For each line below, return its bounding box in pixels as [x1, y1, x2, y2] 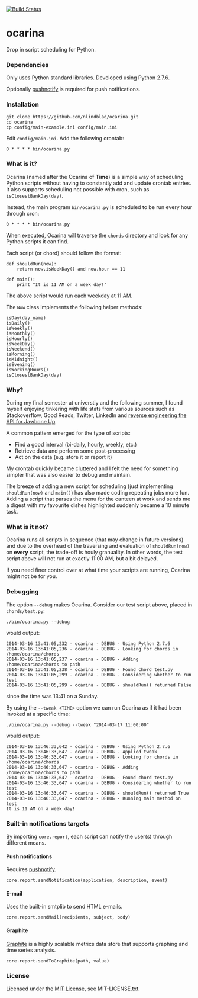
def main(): [6, 276, 35, 283]
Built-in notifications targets [6, 819, 89, 827]
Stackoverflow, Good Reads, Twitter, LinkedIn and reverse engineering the [6, 412, 187, 419]
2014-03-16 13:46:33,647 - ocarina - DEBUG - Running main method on [6, 795, 181, 801]
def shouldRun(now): [6, 261, 57, 267]
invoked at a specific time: [6, 710, 70, 717]
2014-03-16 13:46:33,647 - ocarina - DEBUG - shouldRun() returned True [6, 790, 189, 796]
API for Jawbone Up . [6, 418, 57, 425]
